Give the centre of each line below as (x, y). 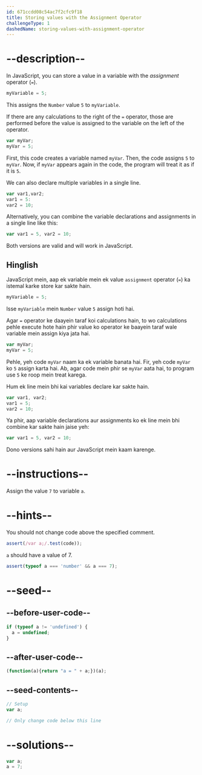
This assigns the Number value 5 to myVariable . (64, 105)
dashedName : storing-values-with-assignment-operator (76, 29)
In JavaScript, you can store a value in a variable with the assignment (93, 76)
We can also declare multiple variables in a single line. (73, 182)
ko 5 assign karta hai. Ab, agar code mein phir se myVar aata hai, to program (100, 368)
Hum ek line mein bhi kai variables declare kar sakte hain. (78, 386)
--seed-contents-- (42, 690)
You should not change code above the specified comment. (81, 533)
